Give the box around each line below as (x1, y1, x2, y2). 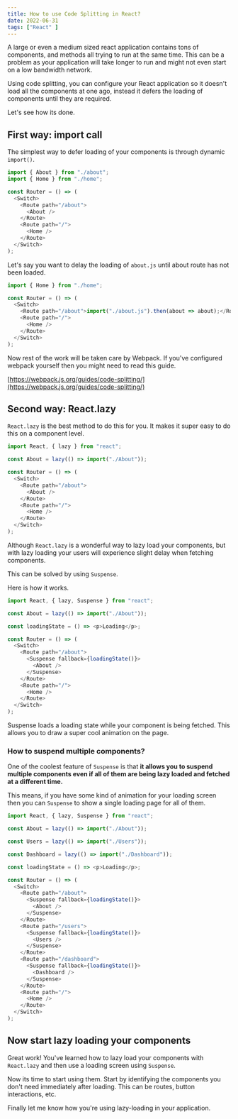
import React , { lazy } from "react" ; (7, 443, 122, 451)
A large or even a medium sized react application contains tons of (7, 43, 199, 52)
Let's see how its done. (7, 108, 76, 117)
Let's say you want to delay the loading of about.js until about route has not (7, 260, 229, 269)
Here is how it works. (7, 583, 69, 592)
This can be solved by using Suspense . (7, 569, 118, 578)
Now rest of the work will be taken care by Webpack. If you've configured (7, 353, 223, 362)
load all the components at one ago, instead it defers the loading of (7, 87, 203, 96)
